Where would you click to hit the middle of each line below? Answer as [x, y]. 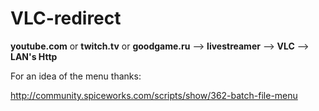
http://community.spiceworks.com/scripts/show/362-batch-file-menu [154, 95]
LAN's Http [34, 56]
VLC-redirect [66, 18]
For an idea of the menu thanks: [76, 76]
